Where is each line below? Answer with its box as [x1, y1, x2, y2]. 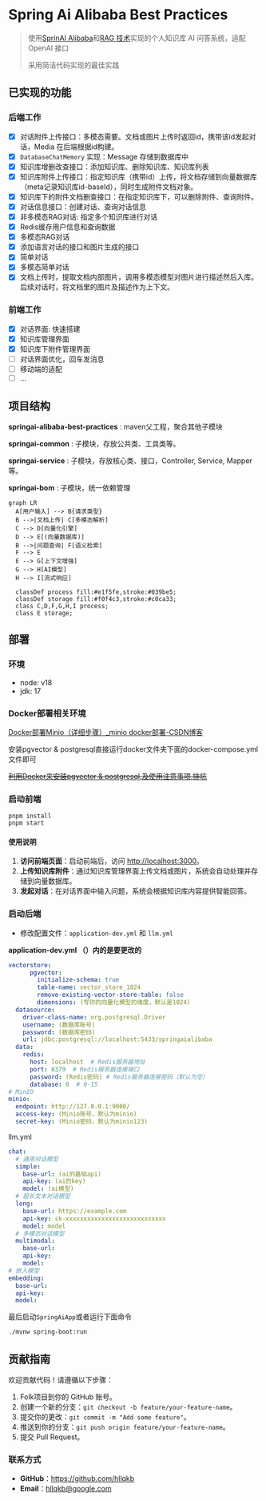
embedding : [8, 1274, 45, 1282]
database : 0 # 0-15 [29, 1080, 98, 1088]
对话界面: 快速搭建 [19, 324, 81, 333]
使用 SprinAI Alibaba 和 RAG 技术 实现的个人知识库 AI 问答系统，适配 [27, 33, 246, 42]
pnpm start [8, 819, 45, 827]
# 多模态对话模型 [15, 1229, 65, 1237]
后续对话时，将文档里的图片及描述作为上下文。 [19, 282, 174, 292]
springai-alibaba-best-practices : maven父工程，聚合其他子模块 [8, 422, 224, 431]
